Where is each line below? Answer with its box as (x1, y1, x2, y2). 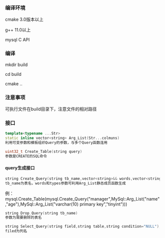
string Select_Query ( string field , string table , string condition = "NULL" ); (5, 224, 162, 229)
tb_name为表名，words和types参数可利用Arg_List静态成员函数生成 (5, 181, 126, 186)
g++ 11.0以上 (5, 27, 31, 33)
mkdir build (5, 62, 28, 68)
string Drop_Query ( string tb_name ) (5, 210, 78, 215)
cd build (5, 71, 22, 77)
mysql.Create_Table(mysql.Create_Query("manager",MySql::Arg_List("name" (5, 196, 160, 202)
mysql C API (5, 37, 30, 43)
